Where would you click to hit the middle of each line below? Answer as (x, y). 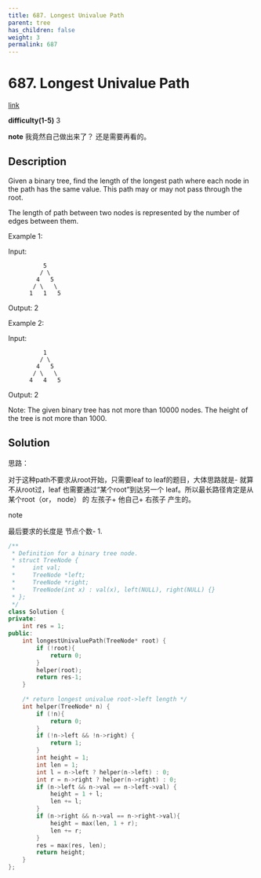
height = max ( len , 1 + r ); (94, 823)
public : (21, 634)
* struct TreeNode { (45, 561)
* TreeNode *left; (49, 575)
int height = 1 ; (63, 758)
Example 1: (25, 236)
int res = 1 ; (43, 626)
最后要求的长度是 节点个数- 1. (56, 531)
